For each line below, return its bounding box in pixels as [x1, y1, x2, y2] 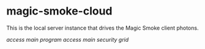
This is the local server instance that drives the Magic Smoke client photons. [6, 24, 199, 31]
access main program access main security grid [6, 36, 129, 43]
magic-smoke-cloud [6, 4, 113, 18]
